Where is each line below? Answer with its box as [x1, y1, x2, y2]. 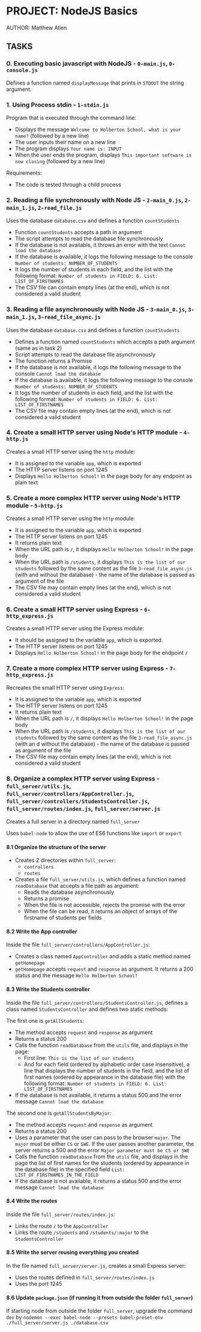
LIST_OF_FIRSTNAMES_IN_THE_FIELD [14, 1172, 99, 1178]
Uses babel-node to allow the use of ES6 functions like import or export [6, 830, 182, 837]
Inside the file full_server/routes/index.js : [6, 1211, 115, 1218]
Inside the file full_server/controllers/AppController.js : [6, 941, 150, 948]
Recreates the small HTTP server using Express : [6, 684, 125, 691]
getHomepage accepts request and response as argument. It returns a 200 [14, 965, 194, 973]
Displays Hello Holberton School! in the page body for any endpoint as [14, 472, 192, 480]
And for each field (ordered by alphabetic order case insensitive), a [23, 1061, 190, 1068]
